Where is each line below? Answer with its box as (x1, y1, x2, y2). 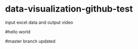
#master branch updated (5, 38, 56, 44)
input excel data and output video (5, 19, 73, 25)
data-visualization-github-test (5, 3, 133, 15)
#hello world (5, 29, 31, 34)
